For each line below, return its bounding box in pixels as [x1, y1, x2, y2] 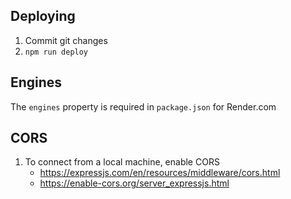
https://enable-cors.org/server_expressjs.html [39, 177, 230, 189]
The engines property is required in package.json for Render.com [10, 100, 277, 113]
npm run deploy [24, 47, 89, 57]
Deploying [10, 8, 76, 25]
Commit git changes [24, 34, 108, 46]
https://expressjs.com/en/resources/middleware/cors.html [39, 167, 281, 179]
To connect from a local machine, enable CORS [24, 156, 220, 168]
